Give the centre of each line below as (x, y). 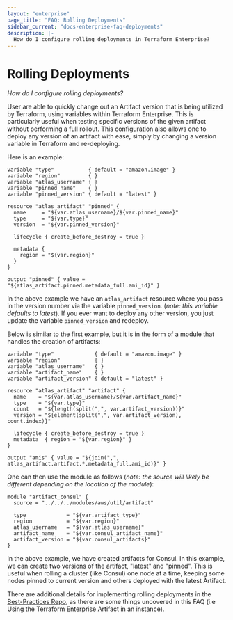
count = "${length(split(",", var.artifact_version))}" (99, 409)
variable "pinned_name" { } (53, 189)
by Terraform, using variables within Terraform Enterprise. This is (101, 114)
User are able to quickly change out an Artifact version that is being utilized (115, 107)
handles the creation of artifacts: (54, 342)
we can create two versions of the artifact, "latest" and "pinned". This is (110, 566)
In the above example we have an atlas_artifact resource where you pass (115, 299)
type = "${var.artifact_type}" (77, 516)
